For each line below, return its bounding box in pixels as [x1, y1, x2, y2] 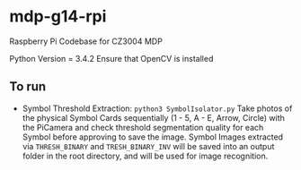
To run [9, 79, 47, 95]
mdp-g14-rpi [9, 6, 107, 27]
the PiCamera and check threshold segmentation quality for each [22, 122, 264, 132]
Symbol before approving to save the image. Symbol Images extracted [22, 132, 284, 142]
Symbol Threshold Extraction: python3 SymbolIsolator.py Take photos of [22, 103, 293, 114]
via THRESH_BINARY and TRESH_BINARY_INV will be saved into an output [22, 140, 275, 151]
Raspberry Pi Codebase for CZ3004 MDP [9, 36, 164, 47]
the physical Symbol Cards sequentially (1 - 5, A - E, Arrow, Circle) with [22, 112, 286, 123]
